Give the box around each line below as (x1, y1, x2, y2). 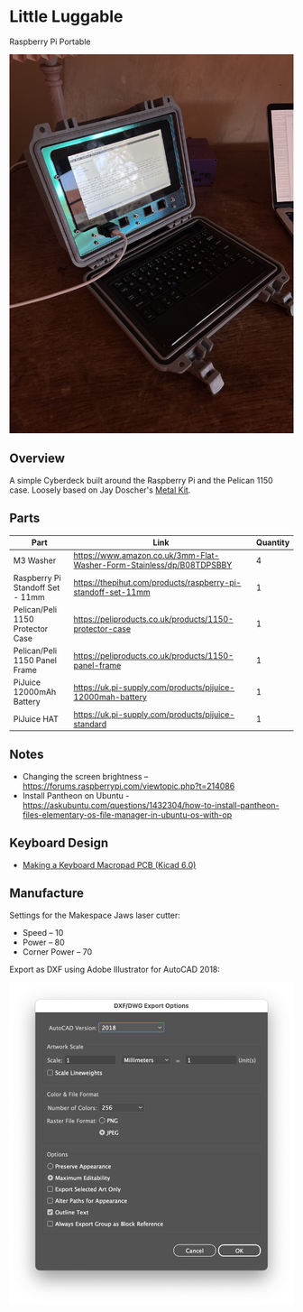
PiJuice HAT (13, 714, 59, 725)
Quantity (255, 537, 290, 548)
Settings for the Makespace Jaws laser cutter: (9, 910, 180, 920)
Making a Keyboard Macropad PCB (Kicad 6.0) (22, 859, 197, 870)
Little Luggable (9, 6, 124, 27)
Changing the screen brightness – (22, 771, 149, 781)
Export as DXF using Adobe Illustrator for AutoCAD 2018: (9, 964, 221, 975)
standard (73, 718, 106, 729)
